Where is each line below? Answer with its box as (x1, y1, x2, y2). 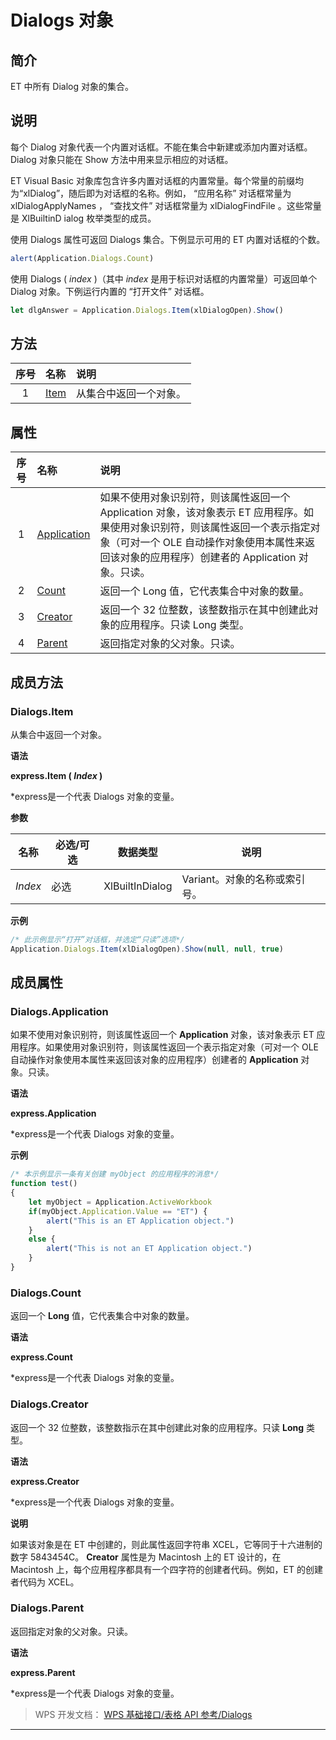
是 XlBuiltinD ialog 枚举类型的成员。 (10, 212, 157, 224)
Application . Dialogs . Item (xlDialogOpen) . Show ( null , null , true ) (10, 944, 284, 954)
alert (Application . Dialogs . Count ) (10, 253, 155, 263)
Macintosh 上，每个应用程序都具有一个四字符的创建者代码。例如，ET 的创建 (10, 1563, 323, 1575)
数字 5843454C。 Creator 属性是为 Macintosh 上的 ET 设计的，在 (10, 1551, 282, 1563)
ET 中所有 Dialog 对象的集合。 (10, 81, 134, 92)
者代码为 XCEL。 (10, 1576, 80, 1588)
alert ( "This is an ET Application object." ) (46, 1216, 235, 1226)
